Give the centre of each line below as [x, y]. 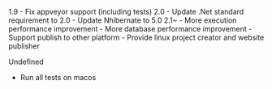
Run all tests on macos [58, 77]
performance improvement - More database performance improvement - [130, 29]
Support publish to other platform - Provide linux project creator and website [136, 37]
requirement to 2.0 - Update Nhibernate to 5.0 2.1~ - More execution [123, 20]
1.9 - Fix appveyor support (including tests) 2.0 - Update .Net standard [126, 12]
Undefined [26, 61]
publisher [24, 46]
